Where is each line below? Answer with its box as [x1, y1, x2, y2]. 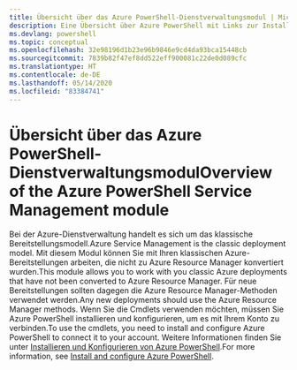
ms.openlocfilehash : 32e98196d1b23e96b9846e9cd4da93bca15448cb [9, 46, 247, 55]
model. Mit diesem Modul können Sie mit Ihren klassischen [9, 248, 224, 259]
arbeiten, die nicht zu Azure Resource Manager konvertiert [70, 257, 285, 268]
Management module [9, 200, 170, 220]
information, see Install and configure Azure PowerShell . [9, 351, 214, 362]
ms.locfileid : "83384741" [9, 87, 104, 95]
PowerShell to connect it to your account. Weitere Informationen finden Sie [9, 332, 282, 343]
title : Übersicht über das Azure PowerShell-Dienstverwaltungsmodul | [9, 12, 275, 22]
